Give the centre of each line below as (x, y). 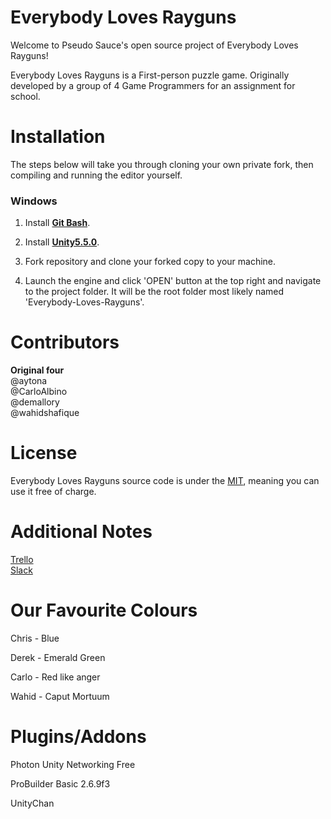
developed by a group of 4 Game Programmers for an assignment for (153, 85)
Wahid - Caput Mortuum (60, 696)
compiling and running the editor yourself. (96, 175)
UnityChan (32, 803)
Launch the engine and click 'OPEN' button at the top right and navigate (173, 281)
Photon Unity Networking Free (73, 764)
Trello (22, 559)
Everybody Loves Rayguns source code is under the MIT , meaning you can (165, 481)
